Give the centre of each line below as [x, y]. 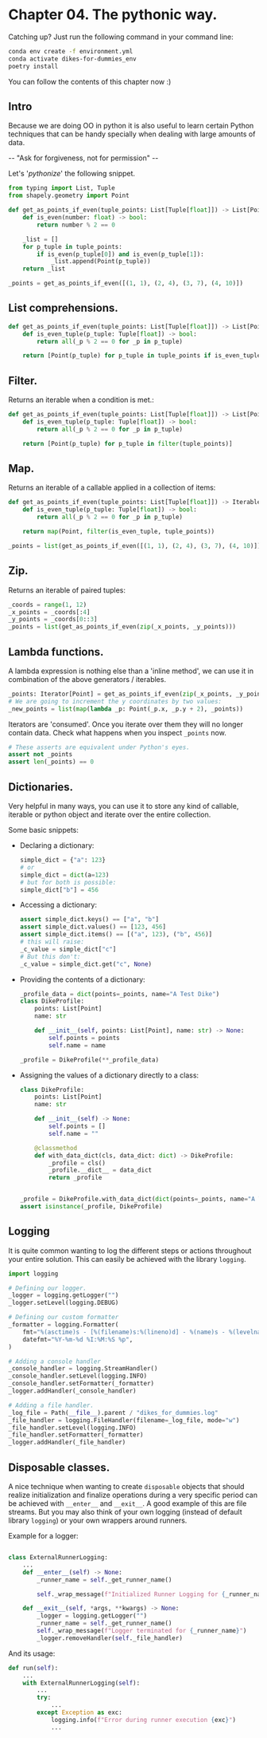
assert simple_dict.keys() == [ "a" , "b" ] [89, 920]
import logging [33, 1274]
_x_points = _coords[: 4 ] [49, 612]
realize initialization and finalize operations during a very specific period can [133, 1495]
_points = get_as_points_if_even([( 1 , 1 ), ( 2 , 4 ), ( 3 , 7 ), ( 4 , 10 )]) [126, 284]
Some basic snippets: [44, 830]
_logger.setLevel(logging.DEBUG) [64, 1303]
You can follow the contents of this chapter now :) [90, 81]
